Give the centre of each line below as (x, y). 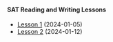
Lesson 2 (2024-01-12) (50, 32)
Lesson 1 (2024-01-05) (50, 24)
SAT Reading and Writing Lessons (57, 9)
